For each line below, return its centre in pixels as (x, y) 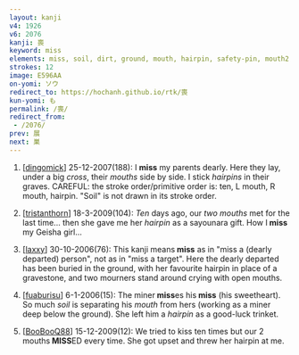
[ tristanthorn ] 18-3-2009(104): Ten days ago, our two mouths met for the (156, 213)
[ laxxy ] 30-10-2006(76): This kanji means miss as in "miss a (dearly (147, 249)
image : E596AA (36, 76)
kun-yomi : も (33, 100)
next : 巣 (25, 142)
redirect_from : (37, 117)
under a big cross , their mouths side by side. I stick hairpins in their (145, 177)
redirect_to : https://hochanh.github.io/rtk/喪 (99, 92)
